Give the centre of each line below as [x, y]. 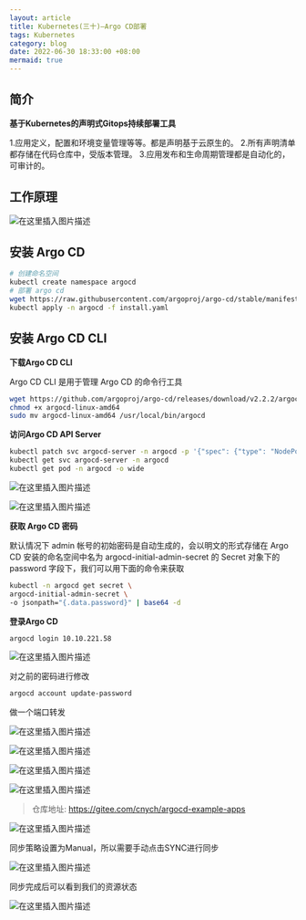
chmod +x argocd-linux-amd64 [65, 407]
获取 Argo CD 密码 [44, 526]
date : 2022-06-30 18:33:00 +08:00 [75, 52]
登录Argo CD [34, 621]
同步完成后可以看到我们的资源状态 [73, 887]
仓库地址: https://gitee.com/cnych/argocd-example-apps [138, 810]
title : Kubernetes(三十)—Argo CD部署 [78, 26]
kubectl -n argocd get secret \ [71, 585]
